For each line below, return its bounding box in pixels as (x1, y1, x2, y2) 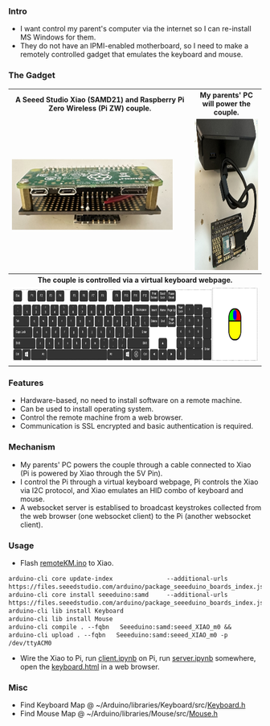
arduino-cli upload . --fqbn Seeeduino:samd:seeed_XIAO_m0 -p (8, 631, 228, 639)
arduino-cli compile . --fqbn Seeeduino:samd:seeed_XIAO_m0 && (8, 623, 231, 631)
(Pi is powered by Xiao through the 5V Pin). (19, 468, 163, 478)
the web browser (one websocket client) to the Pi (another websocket (19, 511, 252, 521)
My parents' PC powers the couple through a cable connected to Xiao (19, 459, 252, 469)
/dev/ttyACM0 (8, 639, 52, 647)
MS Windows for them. (19, 32, 96, 42)
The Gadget (8, 70, 55, 81)
